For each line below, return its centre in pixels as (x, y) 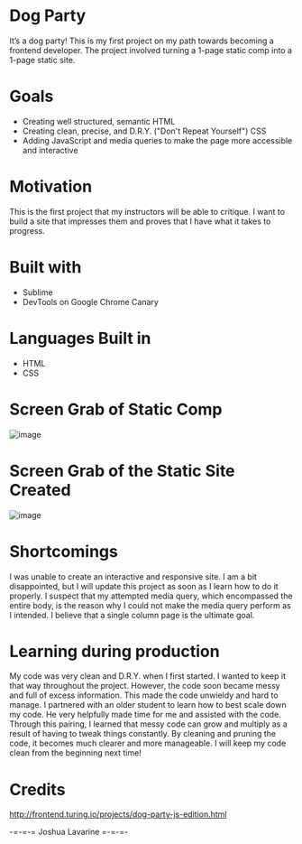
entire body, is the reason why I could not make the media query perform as (150, 605)
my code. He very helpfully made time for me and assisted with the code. (145, 715)
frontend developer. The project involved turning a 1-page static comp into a (151, 50)
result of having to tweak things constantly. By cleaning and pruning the (143, 734)
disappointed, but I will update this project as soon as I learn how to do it (144, 586)
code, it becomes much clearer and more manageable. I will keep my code (148, 743)
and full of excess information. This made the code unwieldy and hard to (144, 695)
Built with (46, 267)
